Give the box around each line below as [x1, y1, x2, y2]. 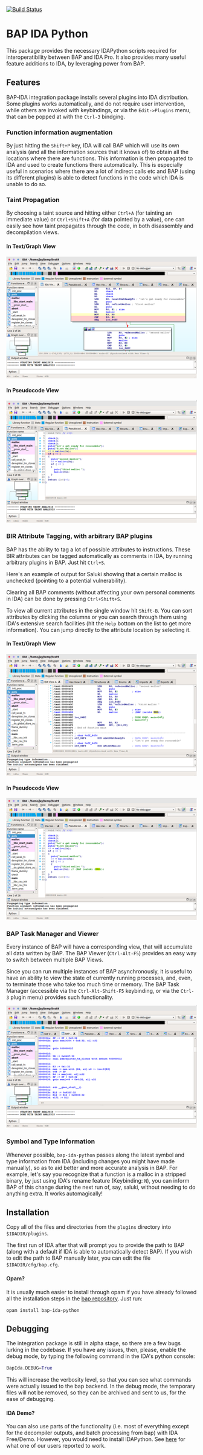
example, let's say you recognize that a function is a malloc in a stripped [6, 1171, 186, 1178]
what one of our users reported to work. [6, 1442, 106, 1450]
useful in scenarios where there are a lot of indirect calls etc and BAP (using [6, 167, 195, 175]
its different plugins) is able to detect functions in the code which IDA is [6, 174, 184, 181]
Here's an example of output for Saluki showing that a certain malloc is [6, 570, 182, 577]
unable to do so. [6, 181, 47, 188]
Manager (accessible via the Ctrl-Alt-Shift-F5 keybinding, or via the [6, 987, 179, 995]
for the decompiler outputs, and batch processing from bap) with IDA [6, 1429, 178, 1437]
